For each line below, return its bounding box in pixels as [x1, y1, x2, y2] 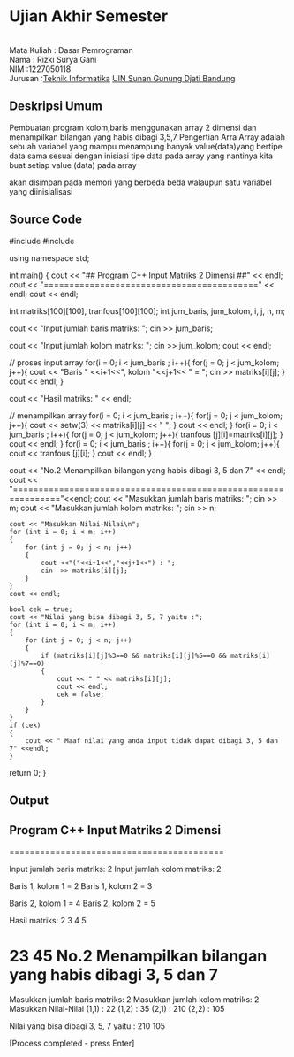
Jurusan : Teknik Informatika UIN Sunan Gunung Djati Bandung [9, 73, 236, 83]
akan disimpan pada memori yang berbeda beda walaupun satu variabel [9, 177, 272, 188]
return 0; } [9, 767, 47, 777]
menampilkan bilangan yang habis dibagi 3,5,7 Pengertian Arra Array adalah [9, 131, 285, 142]
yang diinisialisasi [9, 186, 73, 196]
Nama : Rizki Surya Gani [9, 54, 97, 65]
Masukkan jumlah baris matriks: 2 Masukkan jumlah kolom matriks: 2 [9, 993, 260, 1005]
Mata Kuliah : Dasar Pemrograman [9, 44, 134, 55]
